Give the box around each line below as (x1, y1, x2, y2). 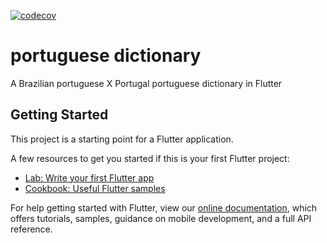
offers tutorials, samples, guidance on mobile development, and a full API (10, 212, 312, 224)
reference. (10, 223, 53, 235)
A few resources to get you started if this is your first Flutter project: (10, 152, 290, 164)
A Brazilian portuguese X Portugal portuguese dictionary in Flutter (10, 77, 283, 89)
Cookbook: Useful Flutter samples (24, 182, 166, 194)
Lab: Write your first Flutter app (24, 171, 155, 184)
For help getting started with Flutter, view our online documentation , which (10, 201, 318, 214)
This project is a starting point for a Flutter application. (10, 133, 234, 145)
